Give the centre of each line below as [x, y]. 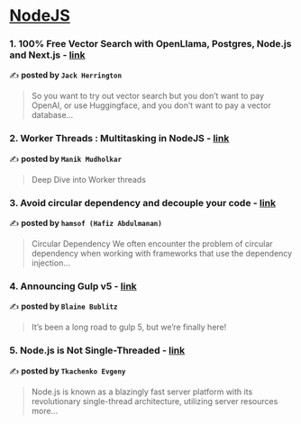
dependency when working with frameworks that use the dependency [162, 254]
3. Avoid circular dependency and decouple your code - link [143, 203]
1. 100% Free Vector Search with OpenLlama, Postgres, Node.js [150, 44]
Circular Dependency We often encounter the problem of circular [152, 244]
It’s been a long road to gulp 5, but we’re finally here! [129, 327]
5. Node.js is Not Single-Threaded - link [97, 350]
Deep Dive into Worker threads [89, 179]
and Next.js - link [47, 55]
